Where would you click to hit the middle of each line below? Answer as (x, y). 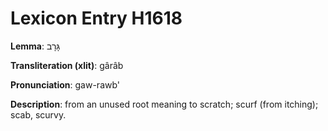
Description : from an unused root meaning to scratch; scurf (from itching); (164, 104)
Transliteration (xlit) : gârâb (67, 65)
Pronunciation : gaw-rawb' (65, 84)
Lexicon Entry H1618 (96, 18)
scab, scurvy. (38, 114)
